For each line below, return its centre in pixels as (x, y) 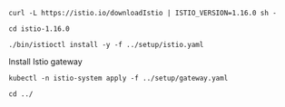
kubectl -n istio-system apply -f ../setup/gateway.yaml (118, 78)
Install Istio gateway (45, 62)
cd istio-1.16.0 (39, 29)
